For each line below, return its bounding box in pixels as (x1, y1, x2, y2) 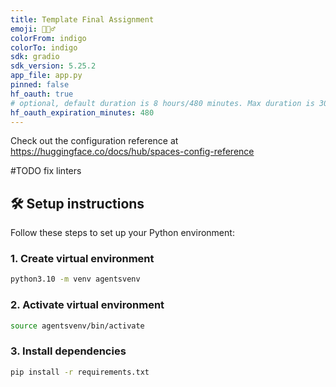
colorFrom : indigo (10, 33, 87, 43)
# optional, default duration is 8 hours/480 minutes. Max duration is (10, 98, 315, 108)
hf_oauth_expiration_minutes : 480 (10, 107, 155, 118)
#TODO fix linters (10, 165, 82, 177)
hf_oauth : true (10, 89, 74, 99)
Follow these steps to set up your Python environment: (10, 227, 235, 239)
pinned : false (10, 80, 70, 90)
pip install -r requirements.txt (10, 367, 150, 377)
